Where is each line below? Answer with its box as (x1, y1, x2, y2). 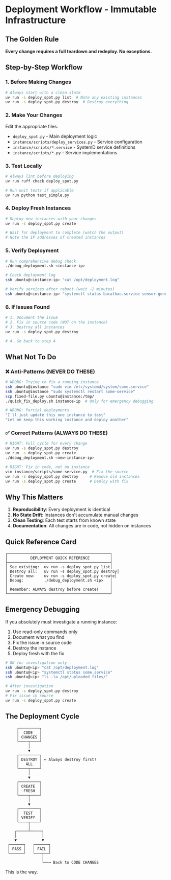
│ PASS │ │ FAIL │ (7, 846, 51, 851)
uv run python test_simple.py (5, 193, 70, 198)
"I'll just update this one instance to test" (5, 412, 106, 418)
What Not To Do (5, 353, 56, 361)
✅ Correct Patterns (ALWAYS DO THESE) (5, 429, 108, 436)
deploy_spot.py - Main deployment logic (12, 133, 98, 139)
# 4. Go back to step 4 (5, 338, 56, 343)
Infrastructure (5, 14, 66, 26)
